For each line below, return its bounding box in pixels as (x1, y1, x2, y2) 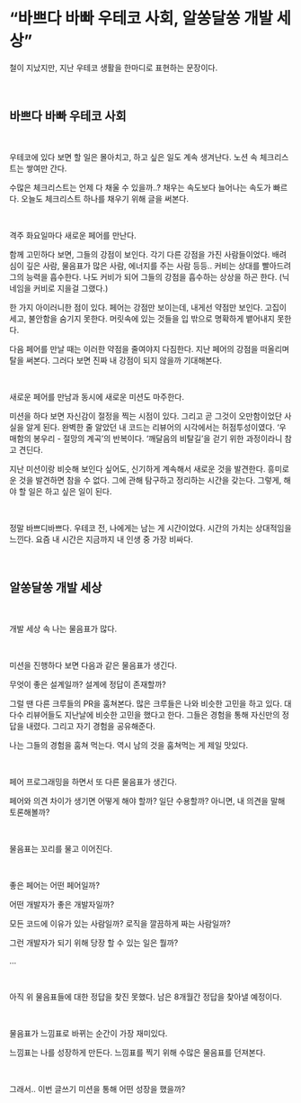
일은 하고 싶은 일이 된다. (28, 485, 112, 496)
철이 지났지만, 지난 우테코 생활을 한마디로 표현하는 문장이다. (9, 62, 218, 73)
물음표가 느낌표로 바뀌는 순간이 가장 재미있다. (9, 1027, 168, 1038)
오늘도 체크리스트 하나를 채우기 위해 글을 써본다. (21, 193, 189, 203)
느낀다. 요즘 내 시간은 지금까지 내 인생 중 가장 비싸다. (9, 533, 193, 545)
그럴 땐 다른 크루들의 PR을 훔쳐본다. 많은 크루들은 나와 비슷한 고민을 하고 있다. (9, 698, 283, 709)
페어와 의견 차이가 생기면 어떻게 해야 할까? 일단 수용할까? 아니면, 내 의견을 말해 (9, 795, 286, 806)
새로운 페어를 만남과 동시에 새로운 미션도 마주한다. (9, 391, 185, 402)
